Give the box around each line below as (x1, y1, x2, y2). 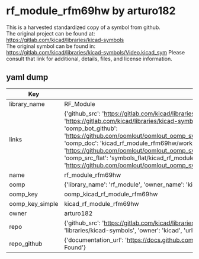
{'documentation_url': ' (64, 235, 127, 244)
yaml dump (6, 72, 49, 82)
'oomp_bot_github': (64, 124, 118, 132)
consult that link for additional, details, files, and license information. (6, 55, 173, 62)
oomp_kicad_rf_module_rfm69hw (64, 190, 158, 198)
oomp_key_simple (9, 199, 59, 208)
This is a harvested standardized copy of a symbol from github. (6, 24, 161, 31)
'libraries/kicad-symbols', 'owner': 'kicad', (64, 226, 182, 234)
